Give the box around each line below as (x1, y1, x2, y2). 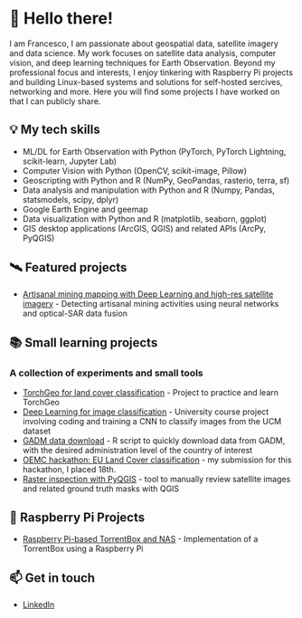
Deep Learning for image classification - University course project (22, 406, 269, 417)
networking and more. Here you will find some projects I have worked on (9, 86, 280, 97)
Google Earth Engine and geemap (22, 204, 148, 214)
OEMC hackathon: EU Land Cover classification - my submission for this (22, 454, 292, 465)
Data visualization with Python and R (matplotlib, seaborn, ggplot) (22, 213, 268, 224)
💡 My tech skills (9, 122, 101, 138)
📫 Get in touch (9, 570, 96, 586)
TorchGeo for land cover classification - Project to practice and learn (22, 387, 278, 398)
